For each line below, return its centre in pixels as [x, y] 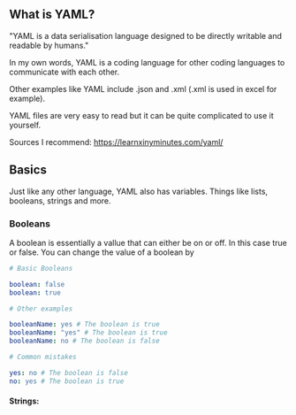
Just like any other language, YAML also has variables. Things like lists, [138, 191]
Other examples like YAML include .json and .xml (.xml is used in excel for [143, 88]
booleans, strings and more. [61, 200]
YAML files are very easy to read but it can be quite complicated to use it [141, 115]
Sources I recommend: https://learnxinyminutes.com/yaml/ [116, 142]
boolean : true [35, 292]
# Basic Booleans [41, 268]
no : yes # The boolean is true [67, 381]
